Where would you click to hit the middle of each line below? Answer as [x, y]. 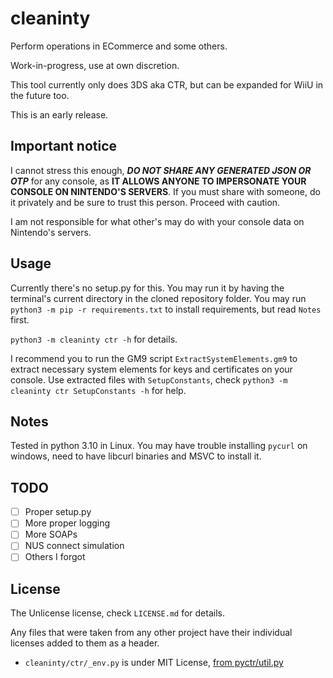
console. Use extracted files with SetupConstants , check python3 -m [149, 379]
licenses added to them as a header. [85, 643]
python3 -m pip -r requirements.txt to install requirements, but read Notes [166, 309]
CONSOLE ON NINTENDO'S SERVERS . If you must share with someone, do [165, 191]
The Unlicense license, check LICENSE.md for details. [117, 613]
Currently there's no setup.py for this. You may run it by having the [147, 288]
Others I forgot [55, 557]
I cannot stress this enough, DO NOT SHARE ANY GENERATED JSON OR [161, 170]
